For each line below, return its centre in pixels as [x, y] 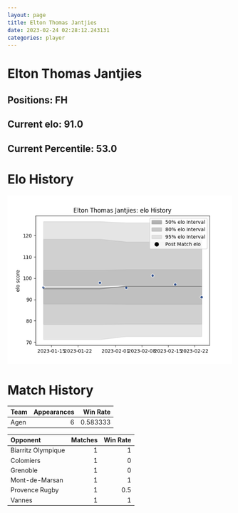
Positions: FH [37, 100]
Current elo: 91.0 [45, 125]
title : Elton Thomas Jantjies [52, 22]
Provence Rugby [35, 490]
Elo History [41, 179]
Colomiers [25, 460]
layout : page [27, 15]
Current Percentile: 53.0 [62, 149]
